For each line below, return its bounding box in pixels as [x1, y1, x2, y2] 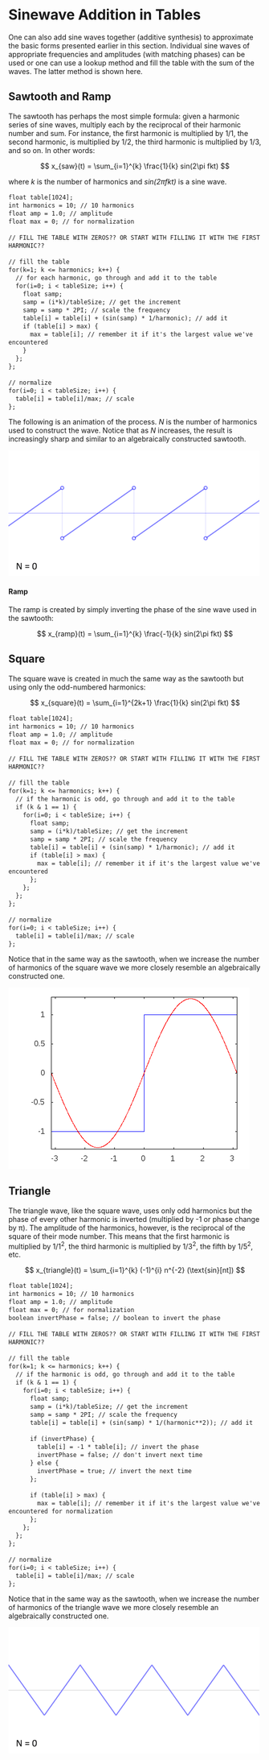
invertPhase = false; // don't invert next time [37, 1451, 203, 1460]
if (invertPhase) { [29, 1435, 95, 1443]
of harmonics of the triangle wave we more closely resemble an [8, 1603, 219, 1613]
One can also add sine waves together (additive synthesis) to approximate [8, 32, 254, 42]
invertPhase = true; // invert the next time [37, 1468, 193, 1476]
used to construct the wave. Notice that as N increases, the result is [8, 425, 233, 435]
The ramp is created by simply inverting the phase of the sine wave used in [8, 604, 257, 614]
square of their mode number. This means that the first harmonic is [8, 1231, 230, 1241]
